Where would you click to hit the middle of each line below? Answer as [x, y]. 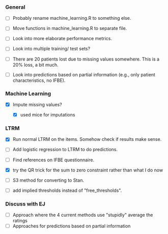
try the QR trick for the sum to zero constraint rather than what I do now [88, 170]
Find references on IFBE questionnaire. [53, 160]
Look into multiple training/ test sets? [51, 49]
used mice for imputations [48, 115]
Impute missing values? [37, 104]
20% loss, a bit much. [35, 65]
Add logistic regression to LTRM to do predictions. [65, 150]
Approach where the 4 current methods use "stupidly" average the [83, 215]
